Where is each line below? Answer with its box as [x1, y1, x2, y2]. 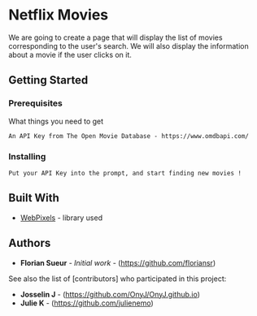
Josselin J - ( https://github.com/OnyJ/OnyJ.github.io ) [20, 289, 201, 299]
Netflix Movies [8, 6, 109, 24]
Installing [8, 150, 46, 162]
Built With [8, 191, 59, 205]
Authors [8, 236, 51, 250]
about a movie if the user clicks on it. [8, 50, 133, 59]
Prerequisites [8, 97, 63, 109]
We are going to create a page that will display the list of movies [8, 32, 223, 42]
